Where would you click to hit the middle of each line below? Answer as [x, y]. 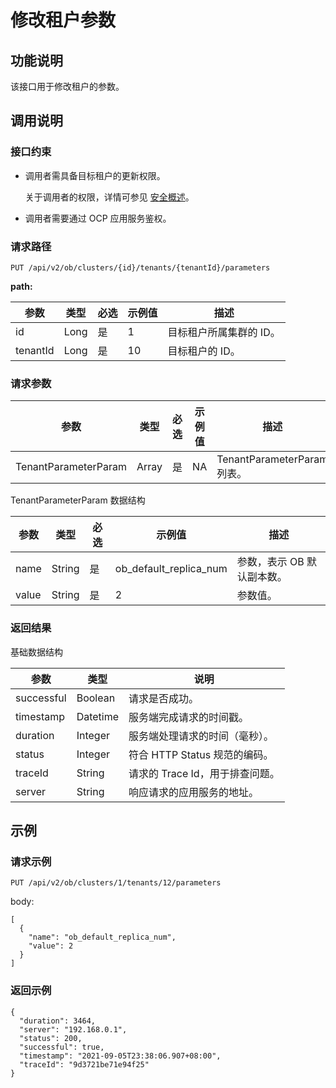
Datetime [98, 716]
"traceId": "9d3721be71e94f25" [84, 1064]
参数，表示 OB [270, 562]
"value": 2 [51, 946]
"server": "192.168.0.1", [73, 1029]
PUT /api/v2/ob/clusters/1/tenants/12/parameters [116, 883]
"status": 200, [51, 1038]
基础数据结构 [36, 652]
